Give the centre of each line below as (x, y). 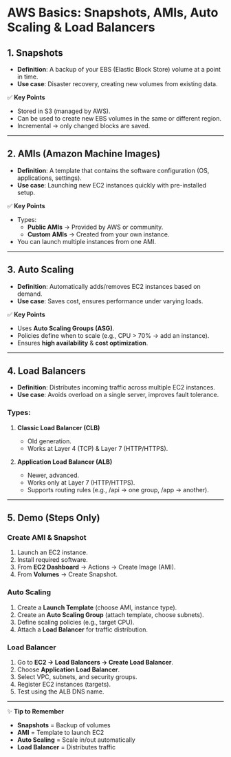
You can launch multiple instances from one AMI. (87, 241)
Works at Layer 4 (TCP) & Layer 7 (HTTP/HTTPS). (98, 448)
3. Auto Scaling (41, 270)
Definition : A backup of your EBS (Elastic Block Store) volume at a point (119, 69)
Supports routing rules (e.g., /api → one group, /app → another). (118, 489)
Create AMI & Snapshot (47, 538)
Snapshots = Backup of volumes (64, 725)
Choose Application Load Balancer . (68, 669)
